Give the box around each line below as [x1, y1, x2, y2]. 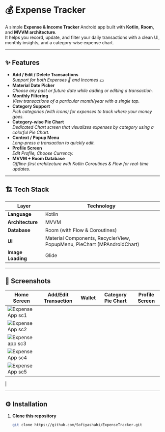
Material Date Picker [12, 82, 55, 88]
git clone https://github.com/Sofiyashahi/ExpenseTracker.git [12, 423, 142, 428]
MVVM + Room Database [12, 155, 65, 161]
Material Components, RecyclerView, [45, 234, 131, 241]
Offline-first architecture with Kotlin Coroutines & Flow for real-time [12, 161, 149, 167]
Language [7, 210, 32, 217]
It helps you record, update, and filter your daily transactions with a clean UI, [5, 34, 160, 40]
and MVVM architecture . [5, 29, 56, 35]
